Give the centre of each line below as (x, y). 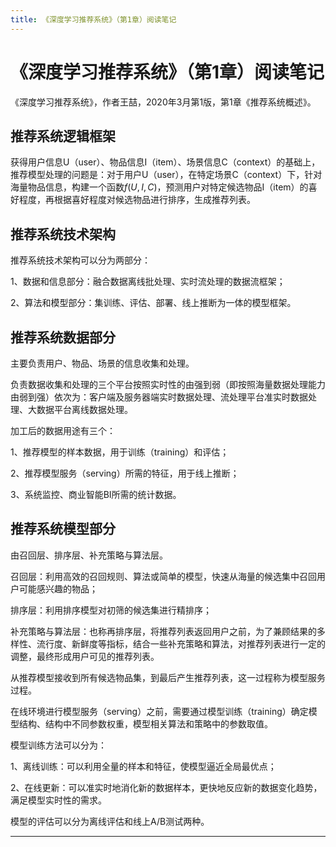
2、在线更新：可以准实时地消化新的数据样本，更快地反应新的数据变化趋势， (166, 787)
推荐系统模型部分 (63, 529)
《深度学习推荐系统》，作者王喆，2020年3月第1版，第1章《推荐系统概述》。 (163, 102)
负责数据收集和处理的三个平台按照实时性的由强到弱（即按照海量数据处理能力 (168, 384)
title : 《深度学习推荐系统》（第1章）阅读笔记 (93, 19)
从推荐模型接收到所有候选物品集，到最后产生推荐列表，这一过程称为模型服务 (168, 677)
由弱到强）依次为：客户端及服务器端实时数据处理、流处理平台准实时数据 (159, 397)
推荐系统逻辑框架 (63, 136)
